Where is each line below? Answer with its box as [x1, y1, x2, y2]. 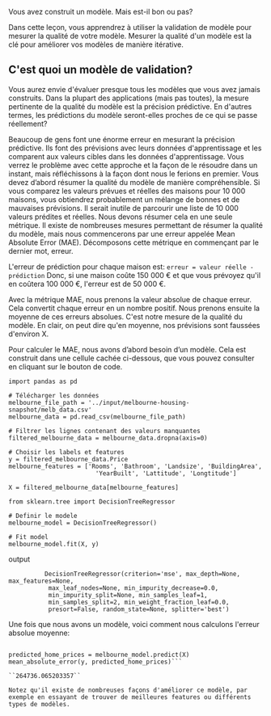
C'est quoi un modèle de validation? [8, 63, 193, 77]
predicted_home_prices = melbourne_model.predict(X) [8, 651, 190, 659]
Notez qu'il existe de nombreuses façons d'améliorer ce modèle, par [8, 686, 248, 694]
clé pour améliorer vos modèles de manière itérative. [8, 40, 184, 49]
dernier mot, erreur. [8, 246, 74, 255]
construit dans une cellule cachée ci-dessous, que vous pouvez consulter [8, 353, 255, 363]
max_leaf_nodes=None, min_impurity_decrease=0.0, [48, 583, 219, 592]
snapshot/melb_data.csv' [8, 406, 92, 414]
